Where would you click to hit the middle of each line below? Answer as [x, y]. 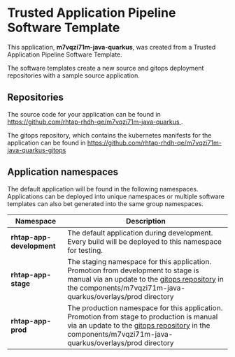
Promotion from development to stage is [133, 270]
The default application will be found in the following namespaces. [103, 189]
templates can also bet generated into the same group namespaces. [106, 203]
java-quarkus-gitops [37, 150]
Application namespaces [63, 172]
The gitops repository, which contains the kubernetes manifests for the [109, 135]
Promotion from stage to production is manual [143, 316]
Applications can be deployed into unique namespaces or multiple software [116, 196]
